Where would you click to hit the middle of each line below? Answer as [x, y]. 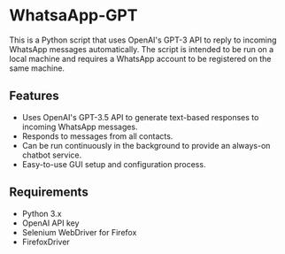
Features [34, 96]
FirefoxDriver [46, 242]
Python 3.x [42, 213]
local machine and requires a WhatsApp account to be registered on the [140, 58]
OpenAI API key [50, 223]
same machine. [37, 68]
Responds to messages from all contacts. [97, 136]
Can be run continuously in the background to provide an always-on [146, 145]
